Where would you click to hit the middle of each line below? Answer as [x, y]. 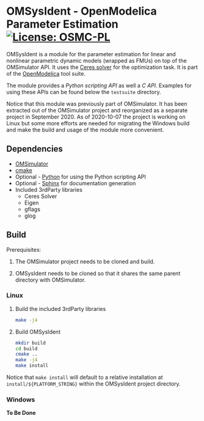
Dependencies [35, 149]
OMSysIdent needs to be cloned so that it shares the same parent [98, 273]
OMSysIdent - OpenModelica [82, 11]
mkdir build [30, 343]
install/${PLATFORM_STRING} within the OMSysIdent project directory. [94, 384]
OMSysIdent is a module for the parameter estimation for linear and [91, 54]
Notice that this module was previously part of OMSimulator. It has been [97, 104]
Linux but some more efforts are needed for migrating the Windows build [98, 123]
